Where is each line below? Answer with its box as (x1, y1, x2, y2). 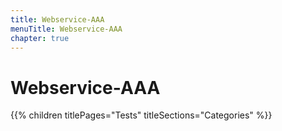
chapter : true (10, 33, 70, 43)
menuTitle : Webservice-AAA (10, 24, 123, 34)
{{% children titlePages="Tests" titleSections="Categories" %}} (10, 109, 273, 121)
